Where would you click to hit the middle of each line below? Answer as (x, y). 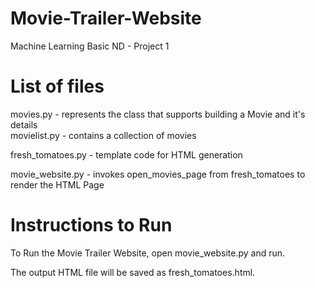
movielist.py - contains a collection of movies (103, 135)
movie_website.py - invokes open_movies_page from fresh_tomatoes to (158, 174)
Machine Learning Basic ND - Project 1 (90, 46)
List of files (57, 86)
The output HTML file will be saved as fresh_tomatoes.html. (133, 272)
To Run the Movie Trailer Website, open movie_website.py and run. (148, 253)
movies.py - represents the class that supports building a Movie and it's (158, 114)
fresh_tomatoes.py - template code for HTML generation (126, 154)
